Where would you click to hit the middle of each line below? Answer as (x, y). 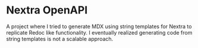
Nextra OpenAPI (47, 10)
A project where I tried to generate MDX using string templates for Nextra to (99, 26)
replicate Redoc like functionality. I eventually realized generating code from (99, 32)
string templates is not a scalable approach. (60, 39)
